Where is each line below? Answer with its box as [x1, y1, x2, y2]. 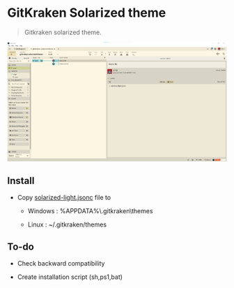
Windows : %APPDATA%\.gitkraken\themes [27, 207, 153, 215]
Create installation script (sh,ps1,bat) [17, 273, 123, 281]
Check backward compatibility [17, 259, 105, 268]
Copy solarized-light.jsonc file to [17, 194, 111, 202]
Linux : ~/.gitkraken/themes [27, 220, 107, 229]
